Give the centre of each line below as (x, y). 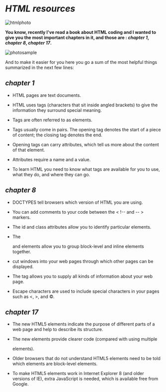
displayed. (23, 266)
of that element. (29, 150)
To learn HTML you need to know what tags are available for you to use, (86, 169)
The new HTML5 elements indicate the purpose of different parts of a (83, 324)
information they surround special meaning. (57, 110)
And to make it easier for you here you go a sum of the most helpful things (81, 62)
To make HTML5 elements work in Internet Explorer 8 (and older (78, 374)
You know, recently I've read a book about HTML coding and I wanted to (81, 32)
